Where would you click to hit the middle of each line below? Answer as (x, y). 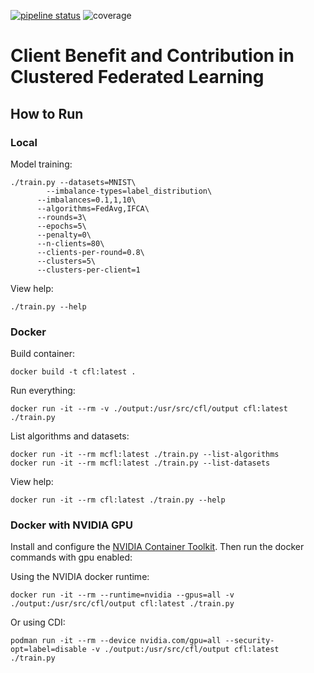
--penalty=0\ (64, 235)
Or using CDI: (38, 622)
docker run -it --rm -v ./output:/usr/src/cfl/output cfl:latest (149, 409)
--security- (249, 641)
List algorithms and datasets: (70, 436)
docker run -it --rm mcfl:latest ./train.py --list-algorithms (145, 455)
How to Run (47, 113)
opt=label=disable (48, 650)
